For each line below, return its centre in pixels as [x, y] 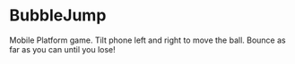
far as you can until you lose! [63, 49]
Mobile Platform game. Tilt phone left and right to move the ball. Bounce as [147, 40]
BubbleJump [58, 16]
